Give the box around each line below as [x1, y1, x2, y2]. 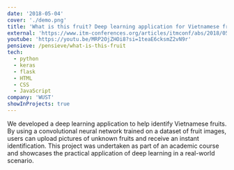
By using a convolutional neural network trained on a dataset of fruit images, [7, 126, 226, 135]
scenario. [7, 156, 34, 164]
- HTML [13, 74, 33, 82]
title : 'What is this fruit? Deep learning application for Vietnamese [7, 23, 219, 30]
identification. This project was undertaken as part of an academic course [7, 142, 219, 150]
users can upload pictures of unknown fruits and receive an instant [7, 134, 200, 142]
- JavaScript [13, 87, 52, 94]
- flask [13, 68, 36, 75]
